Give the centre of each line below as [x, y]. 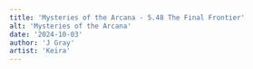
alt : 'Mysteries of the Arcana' [70, 26]
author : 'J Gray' [42, 43]
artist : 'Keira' [40, 51]
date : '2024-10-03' [46, 34]
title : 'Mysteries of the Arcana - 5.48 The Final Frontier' [127, 17]
